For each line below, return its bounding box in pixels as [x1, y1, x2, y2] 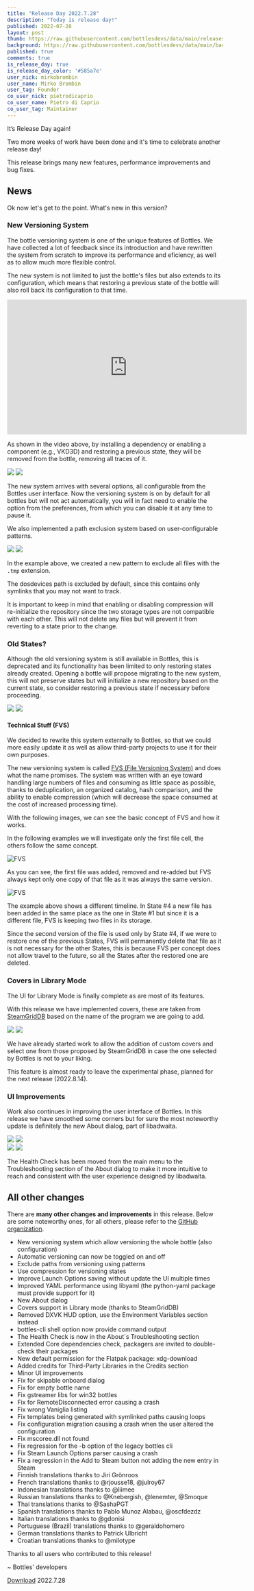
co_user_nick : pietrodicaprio [7, 93, 94, 100]
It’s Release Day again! [7, 124, 71, 132]
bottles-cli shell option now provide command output [16, 1325, 166, 1333]
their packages [36, 1347, 79, 1355]
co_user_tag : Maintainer [7, 106, 78, 112]
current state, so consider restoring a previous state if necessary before [7, 684, 210, 692]
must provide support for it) [16, 1289, 95, 1297]
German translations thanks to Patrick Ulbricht [16, 1529, 148, 1537]
